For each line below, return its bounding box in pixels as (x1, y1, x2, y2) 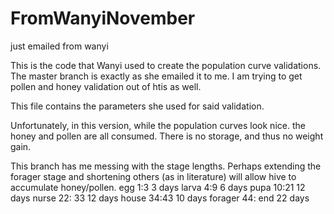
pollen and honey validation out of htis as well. (10, 80, 202, 92)
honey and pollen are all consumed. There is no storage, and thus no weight (10, 130, 324, 142)
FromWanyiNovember (10, 7, 196, 30)
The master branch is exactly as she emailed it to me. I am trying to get (10, 70, 303, 82)
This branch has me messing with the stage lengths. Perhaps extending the (10, 160, 322, 172)
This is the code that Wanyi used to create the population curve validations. (10, 59, 322, 71)
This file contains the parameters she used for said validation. (10, 100, 265, 112)
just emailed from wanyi (10, 40, 109, 52)
